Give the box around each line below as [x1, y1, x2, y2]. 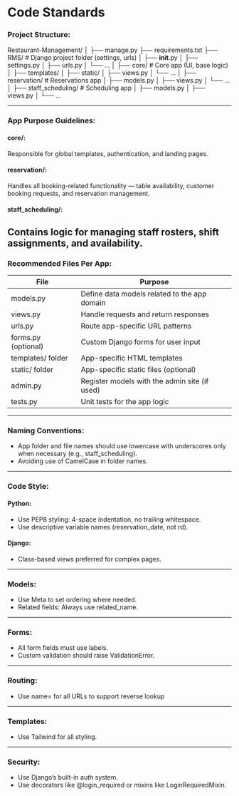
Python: [7, 499, 32, 507]
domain [80, 298, 106, 308]
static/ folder [11, 365, 54, 375]
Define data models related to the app [80, 289, 207, 299]
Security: [7, 757, 41, 767]
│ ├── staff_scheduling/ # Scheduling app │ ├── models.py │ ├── [7, 83, 206, 93]
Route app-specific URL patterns [80, 321, 192, 331]
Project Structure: [7, 30, 71, 40]
